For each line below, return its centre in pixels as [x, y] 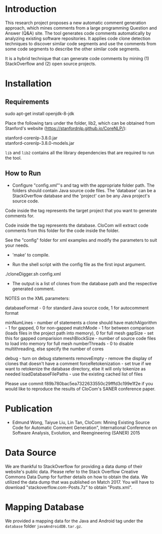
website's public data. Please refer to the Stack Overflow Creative [72, 471]
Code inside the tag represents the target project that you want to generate [81, 210]
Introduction [31, 9]
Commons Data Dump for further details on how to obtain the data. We [77, 477]
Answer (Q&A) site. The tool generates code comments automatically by [78, 33]
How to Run [23, 173]
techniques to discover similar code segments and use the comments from [81, 43]
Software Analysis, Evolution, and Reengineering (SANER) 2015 [76, 433]
